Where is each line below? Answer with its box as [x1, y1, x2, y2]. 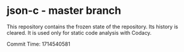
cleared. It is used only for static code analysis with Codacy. [6, 29, 152, 36]
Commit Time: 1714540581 [6, 40, 71, 47]
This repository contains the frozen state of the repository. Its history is [6, 23, 178, 30]
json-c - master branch [6, 4, 122, 17]
